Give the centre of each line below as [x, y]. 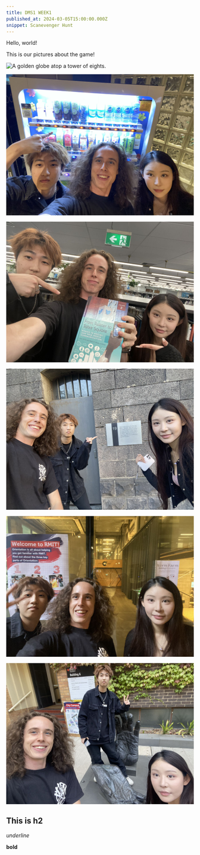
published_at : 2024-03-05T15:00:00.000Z [57, 19]
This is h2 [25, 821]
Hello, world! [22, 43]
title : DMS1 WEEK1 [29, 13]
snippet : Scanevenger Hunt [40, 25]
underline [18, 835]
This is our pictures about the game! [51, 54]
